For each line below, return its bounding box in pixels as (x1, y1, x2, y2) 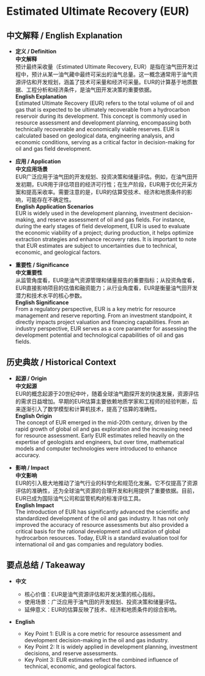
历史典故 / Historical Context (6, 357, 116, 367)
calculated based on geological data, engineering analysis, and (15, 132, 174, 139)
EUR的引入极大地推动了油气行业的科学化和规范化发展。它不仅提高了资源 (15, 479, 198, 486)
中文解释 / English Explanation (6, 30, 123, 40)
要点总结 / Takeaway (6, 560, 86, 570)
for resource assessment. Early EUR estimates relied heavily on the (15, 431, 185, 439)
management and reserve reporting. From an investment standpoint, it (15, 312, 192, 319)
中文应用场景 (15, 166, 48, 172)
